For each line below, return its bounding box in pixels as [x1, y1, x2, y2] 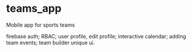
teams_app [6, 2, 62, 15]
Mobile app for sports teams [6, 21, 75, 28]
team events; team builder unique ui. [6, 39, 95, 46]
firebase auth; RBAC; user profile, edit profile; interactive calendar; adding [6, 32, 186, 40]
